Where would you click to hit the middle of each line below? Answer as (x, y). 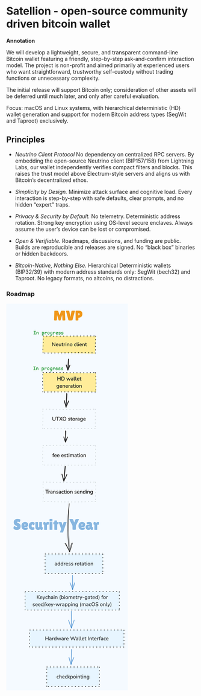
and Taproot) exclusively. (37, 121)
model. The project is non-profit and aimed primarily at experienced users (98, 65)
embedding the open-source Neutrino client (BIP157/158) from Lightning (104, 161)
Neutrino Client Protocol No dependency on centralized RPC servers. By (104, 154)
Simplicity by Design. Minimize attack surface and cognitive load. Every (104, 192)
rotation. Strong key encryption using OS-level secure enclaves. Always (104, 222)
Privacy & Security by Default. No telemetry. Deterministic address (97, 216)
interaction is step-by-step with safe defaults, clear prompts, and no (99, 198)
